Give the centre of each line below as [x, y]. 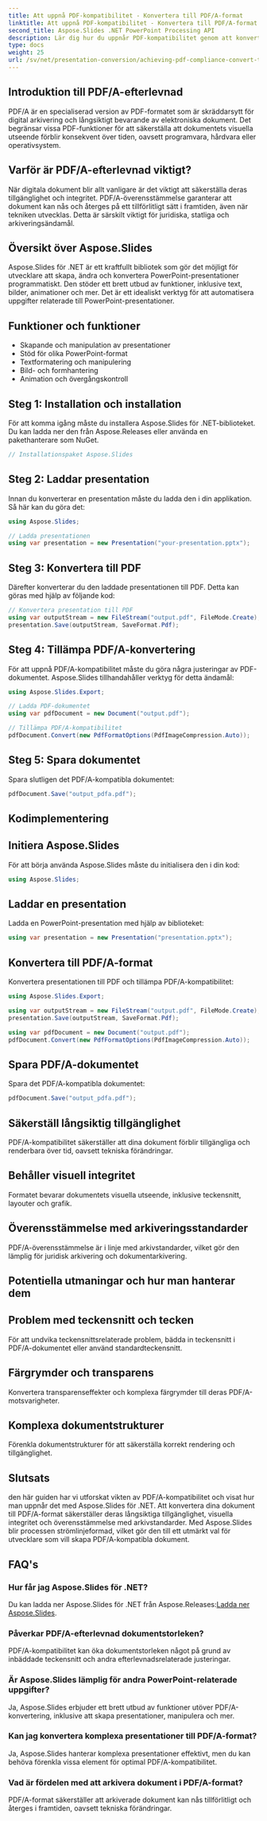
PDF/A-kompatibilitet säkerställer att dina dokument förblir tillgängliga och [129, 1143]
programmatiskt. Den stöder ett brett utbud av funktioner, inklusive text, [126, 284]
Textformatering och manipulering [75, 362]
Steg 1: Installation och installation [95, 404]
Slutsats [29, 1478]
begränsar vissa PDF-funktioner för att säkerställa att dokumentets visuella [131, 128]
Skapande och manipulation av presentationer [95, 345]
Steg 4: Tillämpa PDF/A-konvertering [102, 650]
